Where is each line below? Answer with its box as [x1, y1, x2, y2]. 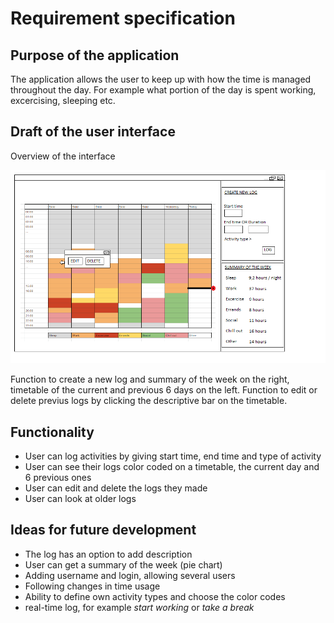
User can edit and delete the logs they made [24, 482, 208, 494]
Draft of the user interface [10, 123, 176, 141]
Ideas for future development [10, 522, 197, 539]
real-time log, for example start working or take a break [24, 601, 255, 613]
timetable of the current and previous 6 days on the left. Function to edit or [10, 384, 318, 396]
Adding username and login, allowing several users [24, 569, 236, 581]
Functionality [10, 423, 95, 441]
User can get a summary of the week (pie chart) [24, 558, 223, 571]
